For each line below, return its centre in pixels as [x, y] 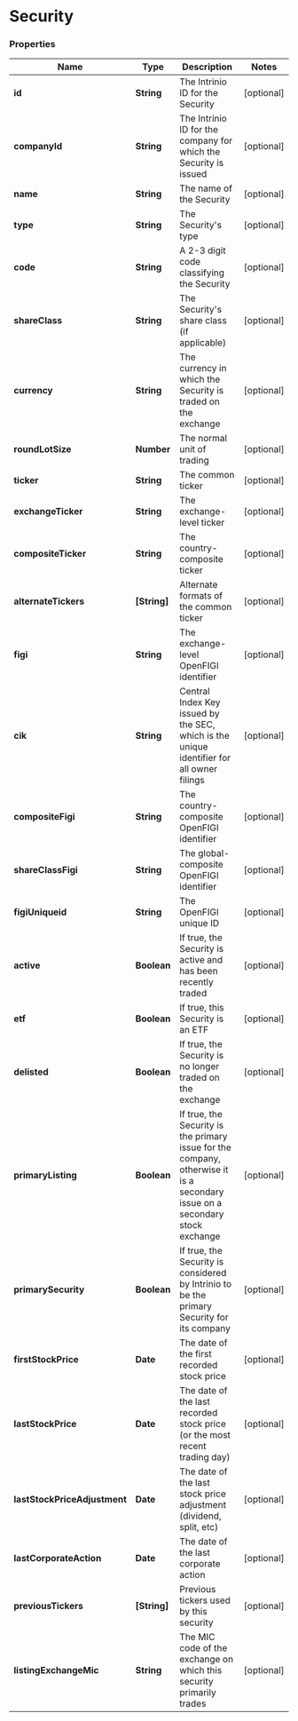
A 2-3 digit [203, 250]
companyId [38, 147]
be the [193, 1296]
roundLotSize [43, 449]
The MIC [197, 1638]
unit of [193, 449]
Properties [32, 44]
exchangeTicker [48, 512]
